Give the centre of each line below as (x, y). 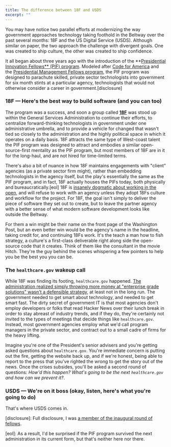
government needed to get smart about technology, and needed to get (80, 297)
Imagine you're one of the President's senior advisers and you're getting (81, 345)
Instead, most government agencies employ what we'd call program (77, 325)
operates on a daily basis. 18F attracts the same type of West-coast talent (83, 139)
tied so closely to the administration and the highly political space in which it (86, 134)
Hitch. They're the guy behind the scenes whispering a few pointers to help (84, 251)
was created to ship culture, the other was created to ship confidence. (79, 51)
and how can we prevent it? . (35, 378)
